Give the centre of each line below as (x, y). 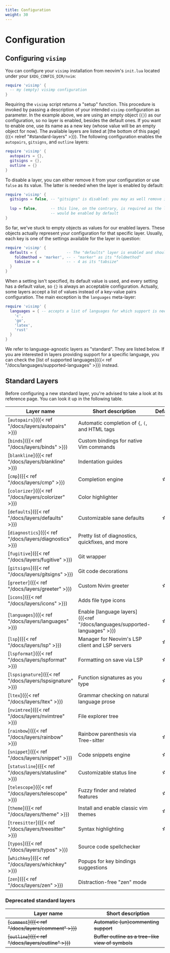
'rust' (21, 330)
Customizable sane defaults (111, 518)
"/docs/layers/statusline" (37, 772)
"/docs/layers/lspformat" (37, 660)
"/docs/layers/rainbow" (35, 737)
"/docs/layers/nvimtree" (36, 716)
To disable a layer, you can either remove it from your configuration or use (82, 180)
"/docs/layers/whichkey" (37, 864)
